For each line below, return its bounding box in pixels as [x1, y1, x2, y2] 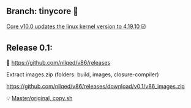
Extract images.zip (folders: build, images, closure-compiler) [6, 71, 159, 78]
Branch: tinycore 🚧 [6, 6, 78, 16]
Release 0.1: [6, 43, 53, 53]
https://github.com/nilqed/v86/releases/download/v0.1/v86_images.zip [6, 82, 185, 90]
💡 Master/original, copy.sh [6, 94, 73, 101]
